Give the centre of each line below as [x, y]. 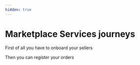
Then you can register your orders [40, 57]
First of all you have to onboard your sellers [49, 48]
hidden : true [18, 10]
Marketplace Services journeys [70, 34]
